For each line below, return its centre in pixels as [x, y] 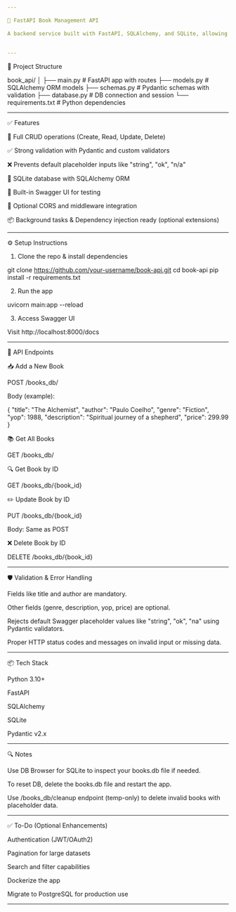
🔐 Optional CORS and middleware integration [72, 206]
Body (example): [31, 396]
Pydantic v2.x [27, 733]
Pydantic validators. [36, 629]
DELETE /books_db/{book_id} [50, 557]
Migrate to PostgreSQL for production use [68, 894]
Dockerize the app [34, 880]
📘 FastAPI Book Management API [53, 20]
